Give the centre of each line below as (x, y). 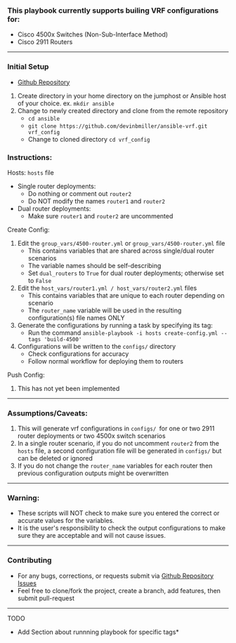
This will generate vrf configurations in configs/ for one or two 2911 (116, 429)
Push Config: (26, 375)
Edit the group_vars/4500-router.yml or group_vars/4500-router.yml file (121, 243)
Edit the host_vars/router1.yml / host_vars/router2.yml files (107, 288)
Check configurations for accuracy (78, 354)
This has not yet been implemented (68, 388)
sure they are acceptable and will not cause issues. (92, 536)
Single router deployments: (57, 186)
